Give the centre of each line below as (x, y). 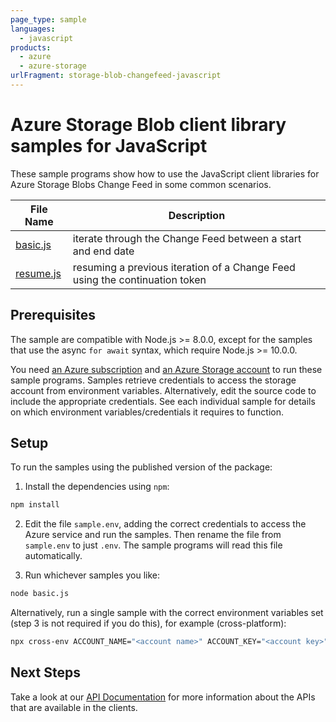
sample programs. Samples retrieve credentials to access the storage (153, 380)
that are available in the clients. (74, 707)
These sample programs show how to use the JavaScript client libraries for (165, 173)
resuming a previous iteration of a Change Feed (184, 267)
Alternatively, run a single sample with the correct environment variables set (167, 613)
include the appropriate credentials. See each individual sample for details (163, 401)
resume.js (38, 273)
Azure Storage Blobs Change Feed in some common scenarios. (141, 184)
